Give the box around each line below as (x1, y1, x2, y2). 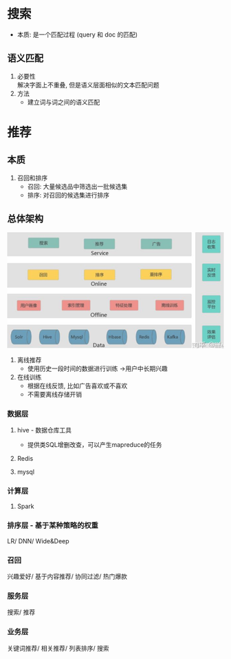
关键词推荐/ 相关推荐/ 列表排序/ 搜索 (7, 644, 109, 652)
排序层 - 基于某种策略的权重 (7, 521, 98, 530)
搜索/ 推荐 (7, 608, 36, 616)
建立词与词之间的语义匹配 (27, 98, 100, 106)
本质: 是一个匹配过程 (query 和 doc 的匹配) (16, 30, 138, 39)
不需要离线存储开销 (27, 390, 82, 398)
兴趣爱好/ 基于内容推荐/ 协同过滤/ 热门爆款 (7, 572, 127, 580)
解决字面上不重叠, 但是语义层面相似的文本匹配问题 (16, 81, 159, 89)
